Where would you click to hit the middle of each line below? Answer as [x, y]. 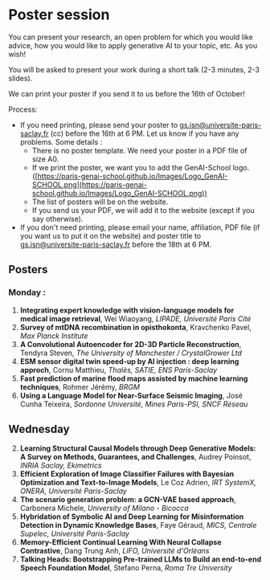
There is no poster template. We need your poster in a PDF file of [139, 150]
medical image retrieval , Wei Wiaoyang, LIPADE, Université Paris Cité [135, 318]
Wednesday [39, 429]
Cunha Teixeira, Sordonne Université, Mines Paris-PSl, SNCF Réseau [134, 404]
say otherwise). [57, 219]
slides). [20, 78]
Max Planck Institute [54, 336]
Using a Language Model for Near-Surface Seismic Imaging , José [131, 395]
